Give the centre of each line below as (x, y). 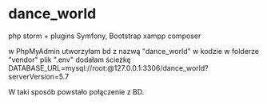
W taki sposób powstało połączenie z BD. (76, 91)
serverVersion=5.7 (39, 76)
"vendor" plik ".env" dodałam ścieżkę (70, 60)
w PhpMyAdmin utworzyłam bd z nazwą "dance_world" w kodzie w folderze (134, 51)
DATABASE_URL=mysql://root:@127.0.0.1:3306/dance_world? (109, 67)
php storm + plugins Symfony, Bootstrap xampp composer (105, 36)
